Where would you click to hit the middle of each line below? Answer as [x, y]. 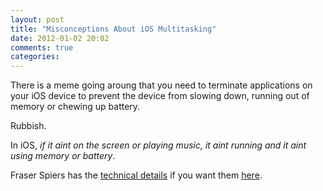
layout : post [37, 19]
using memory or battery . [63, 156]
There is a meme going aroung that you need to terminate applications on [161, 85]
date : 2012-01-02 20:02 [60, 38]
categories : [35, 57]
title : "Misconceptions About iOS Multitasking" [113, 29]
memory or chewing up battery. [75, 107]
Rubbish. [28, 126]
